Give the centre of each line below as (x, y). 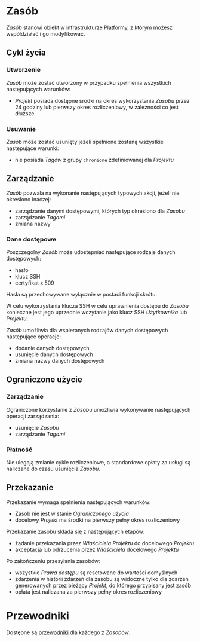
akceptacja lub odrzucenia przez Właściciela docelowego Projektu (97, 549)
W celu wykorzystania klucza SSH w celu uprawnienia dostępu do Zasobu (98, 306)
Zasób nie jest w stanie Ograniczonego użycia (72, 513)
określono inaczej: (29, 199)
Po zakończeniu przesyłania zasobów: (53, 561)
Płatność (19, 450)
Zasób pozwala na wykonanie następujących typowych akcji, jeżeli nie (93, 193)
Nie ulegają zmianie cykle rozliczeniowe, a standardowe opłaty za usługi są (99, 463)
